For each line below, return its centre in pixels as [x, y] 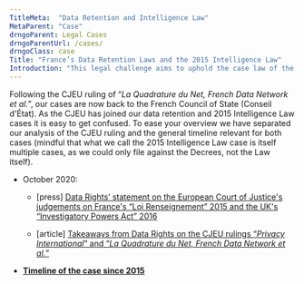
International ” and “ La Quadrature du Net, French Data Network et [161, 243]
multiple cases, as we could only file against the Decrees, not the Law [140, 152]
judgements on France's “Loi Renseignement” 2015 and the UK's [157, 206]
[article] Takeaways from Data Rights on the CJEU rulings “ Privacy [161, 233]
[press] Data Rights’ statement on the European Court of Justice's [159, 197]
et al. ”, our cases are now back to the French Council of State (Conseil [141, 103]
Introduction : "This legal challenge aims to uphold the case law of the [152, 69]
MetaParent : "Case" [46, 26]
